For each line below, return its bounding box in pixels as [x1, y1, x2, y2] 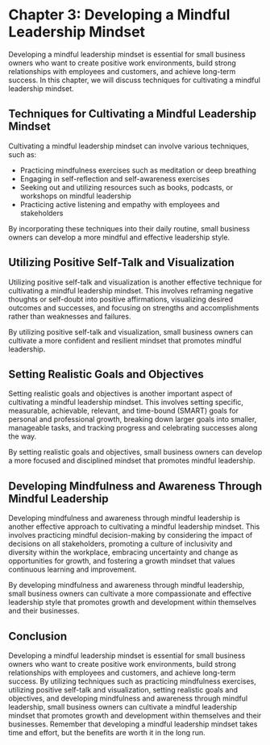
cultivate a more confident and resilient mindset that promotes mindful [8, 335, 242, 345]
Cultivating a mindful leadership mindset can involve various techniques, [8, 141, 250, 151]
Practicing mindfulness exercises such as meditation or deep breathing [19, 165, 256, 175]
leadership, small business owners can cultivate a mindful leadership [8, 702, 238, 711]
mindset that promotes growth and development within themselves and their [8, 711, 262, 720]
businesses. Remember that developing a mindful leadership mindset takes [8, 719, 258, 729]
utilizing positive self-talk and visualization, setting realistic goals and [8, 685, 239, 694]
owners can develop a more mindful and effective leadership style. [8, 232, 231, 242]
